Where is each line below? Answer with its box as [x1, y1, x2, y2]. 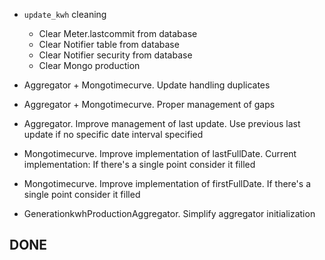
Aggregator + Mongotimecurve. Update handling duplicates [23, 79, 271, 91]
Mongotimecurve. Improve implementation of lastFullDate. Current [23, 148, 297, 159]
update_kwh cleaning [23, 9, 107, 20]
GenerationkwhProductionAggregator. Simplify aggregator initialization [23, 208, 316, 219]
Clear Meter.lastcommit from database [38, 28, 198, 39]
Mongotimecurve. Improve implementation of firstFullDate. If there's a [23, 178, 311, 189]
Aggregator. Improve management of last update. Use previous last [23, 118, 301, 129]
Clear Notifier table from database [38, 39, 180, 50]
